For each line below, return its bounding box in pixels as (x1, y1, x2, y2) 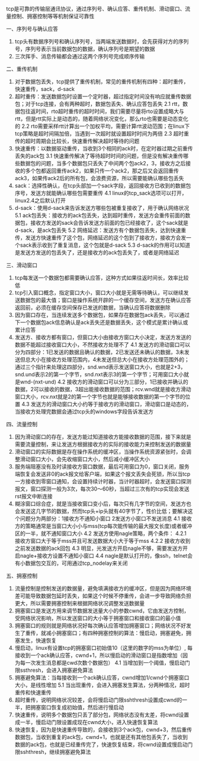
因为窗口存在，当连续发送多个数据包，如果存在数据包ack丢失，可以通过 (14, 312, 190, 318)
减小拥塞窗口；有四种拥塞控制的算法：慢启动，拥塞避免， (46, 630, 187, 636)
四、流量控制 (6, 421, 37, 427)
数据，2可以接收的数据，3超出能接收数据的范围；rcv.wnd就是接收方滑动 (14, 386, 191, 392)
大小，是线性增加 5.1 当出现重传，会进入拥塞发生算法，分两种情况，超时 (14, 681, 191, 688)
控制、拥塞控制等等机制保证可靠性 (11, 12, 95, 20)
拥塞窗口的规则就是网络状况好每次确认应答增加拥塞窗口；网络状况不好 (14, 622, 187, 629)
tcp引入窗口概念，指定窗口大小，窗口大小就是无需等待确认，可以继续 (14, 289, 184, 296)
